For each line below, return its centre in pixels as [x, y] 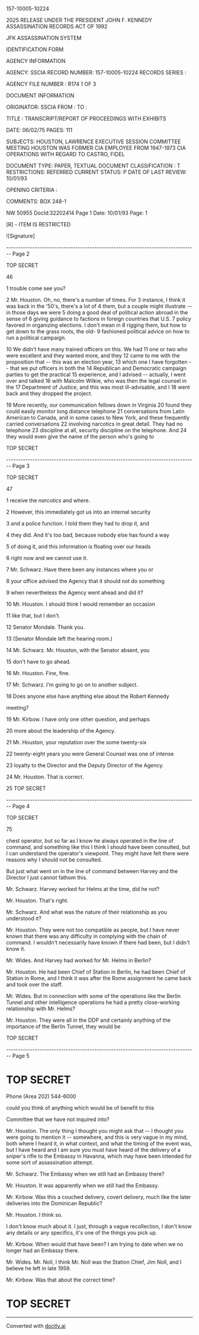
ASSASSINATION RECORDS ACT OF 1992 [57, 26]
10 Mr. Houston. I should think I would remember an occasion [81, 604]
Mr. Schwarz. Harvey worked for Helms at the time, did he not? [83, 889]
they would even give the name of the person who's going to [80, 437]
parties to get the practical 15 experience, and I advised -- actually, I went [96, 374]
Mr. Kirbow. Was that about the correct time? [61, 1280]
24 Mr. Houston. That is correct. [45, 777]
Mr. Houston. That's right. [38, 901]
